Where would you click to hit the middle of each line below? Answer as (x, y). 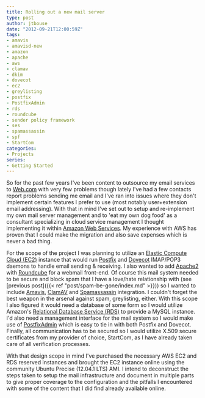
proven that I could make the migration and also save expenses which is (97, 235)
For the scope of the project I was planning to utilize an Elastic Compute (97, 253)
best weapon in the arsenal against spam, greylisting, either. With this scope (102, 299)
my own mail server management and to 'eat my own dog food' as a (92, 215)
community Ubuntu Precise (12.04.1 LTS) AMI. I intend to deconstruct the (98, 369)
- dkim (15, 75)
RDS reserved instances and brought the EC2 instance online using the (95, 363)
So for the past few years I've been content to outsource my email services (101, 183)
